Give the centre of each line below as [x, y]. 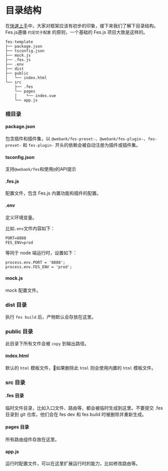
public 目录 [19, 331]
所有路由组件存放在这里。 [32, 439]
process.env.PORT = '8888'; [35, 262]
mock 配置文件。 [23, 290]
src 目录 [15, 382]
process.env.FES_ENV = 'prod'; [39, 267]
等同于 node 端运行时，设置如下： [41, 252]
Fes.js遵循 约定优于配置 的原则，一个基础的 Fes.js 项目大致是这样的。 [77, 32]
